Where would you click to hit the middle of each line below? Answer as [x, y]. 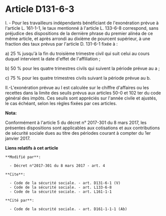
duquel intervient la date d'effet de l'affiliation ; [53, 58]
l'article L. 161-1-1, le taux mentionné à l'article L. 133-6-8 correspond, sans [82, 28]
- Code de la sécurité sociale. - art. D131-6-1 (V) [65, 183]
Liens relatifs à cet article [32, 148]
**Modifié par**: [23, 157]
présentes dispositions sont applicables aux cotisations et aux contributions [83, 128]
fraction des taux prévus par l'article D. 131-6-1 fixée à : [61, 44]
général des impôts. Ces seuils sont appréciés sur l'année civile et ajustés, [81, 98]
